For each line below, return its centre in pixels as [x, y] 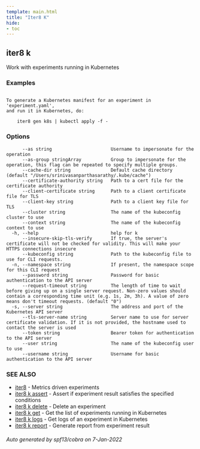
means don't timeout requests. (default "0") [64, 301]
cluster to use [25, 217]
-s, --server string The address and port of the [98, 307]
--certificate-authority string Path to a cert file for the [103, 181]
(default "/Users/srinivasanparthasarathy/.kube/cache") [79, 175]
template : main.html [32, 12]
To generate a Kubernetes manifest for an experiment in [79, 101]
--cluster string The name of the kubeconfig [101, 212]
